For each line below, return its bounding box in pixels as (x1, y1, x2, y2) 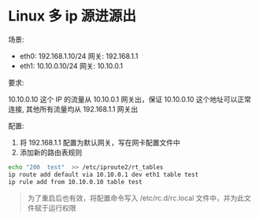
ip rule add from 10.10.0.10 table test (8, 178, 143, 185)
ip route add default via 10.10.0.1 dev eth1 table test (8, 170, 199, 178)
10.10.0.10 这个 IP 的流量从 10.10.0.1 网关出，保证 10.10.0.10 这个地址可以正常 (8, 94, 252, 104)
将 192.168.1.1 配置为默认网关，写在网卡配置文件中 (19, 137, 181, 147)
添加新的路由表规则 (19, 147, 83, 157)
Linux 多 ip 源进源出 (8, 7, 136, 25)
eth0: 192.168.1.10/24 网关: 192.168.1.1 (19, 51, 139, 60)
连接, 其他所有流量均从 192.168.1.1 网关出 (8, 104, 139, 114)
